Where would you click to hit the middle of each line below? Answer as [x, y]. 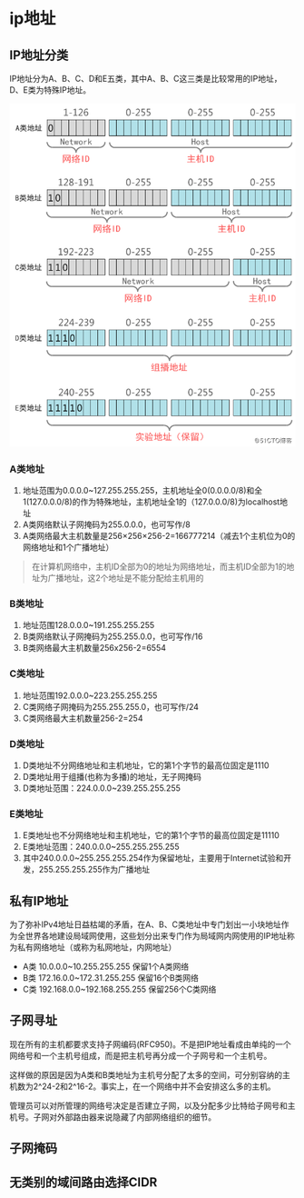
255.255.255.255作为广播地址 [94, 870]
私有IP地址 [39, 901]
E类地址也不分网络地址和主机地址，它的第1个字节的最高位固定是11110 [151, 835]
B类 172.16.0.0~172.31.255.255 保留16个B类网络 [111, 978]
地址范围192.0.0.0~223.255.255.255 [90, 695]
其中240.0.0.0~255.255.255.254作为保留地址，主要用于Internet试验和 [153, 858]
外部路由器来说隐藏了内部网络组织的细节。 [136, 1117]
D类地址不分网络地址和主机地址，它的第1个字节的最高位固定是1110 [146, 765]
